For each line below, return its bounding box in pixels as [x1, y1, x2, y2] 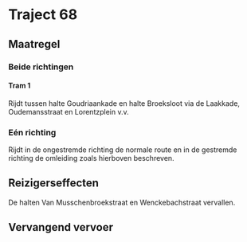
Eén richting [8, 127, 57, 138]
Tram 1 [8, 81, 31, 91]
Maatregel [8, 37, 61, 51]
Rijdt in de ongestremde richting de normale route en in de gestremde [8, 145, 237, 154]
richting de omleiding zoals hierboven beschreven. [8, 154, 174, 162]
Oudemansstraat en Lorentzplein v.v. [8, 107, 129, 116]
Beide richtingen [8, 61, 74, 72]
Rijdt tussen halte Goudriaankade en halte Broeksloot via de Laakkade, [8, 98, 241, 108]
